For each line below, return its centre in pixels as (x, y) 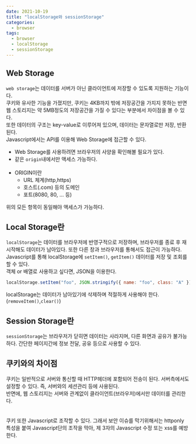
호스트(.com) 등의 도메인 (51, 187)
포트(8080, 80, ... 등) (48, 194)
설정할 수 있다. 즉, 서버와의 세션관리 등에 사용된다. (63, 386)
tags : (13, 33)
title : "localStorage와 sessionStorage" (55, 17)
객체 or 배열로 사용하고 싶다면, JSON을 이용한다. (61, 271)
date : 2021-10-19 (27, 11)
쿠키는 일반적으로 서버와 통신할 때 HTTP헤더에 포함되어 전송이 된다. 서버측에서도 (98, 378)
